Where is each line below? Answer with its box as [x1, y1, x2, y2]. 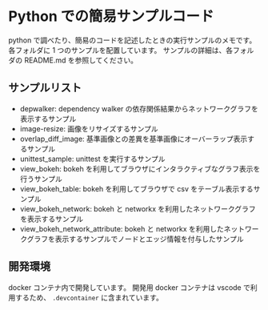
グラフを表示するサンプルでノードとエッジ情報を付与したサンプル [26, 234, 244, 244]
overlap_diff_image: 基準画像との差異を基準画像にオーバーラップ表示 [19, 134, 248, 143]
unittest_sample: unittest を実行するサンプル [19, 154, 166, 163]
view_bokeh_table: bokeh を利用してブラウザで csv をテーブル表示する [19, 183, 254, 193]
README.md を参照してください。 [23, 55, 138, 65]
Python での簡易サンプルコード [8, 7, 214, 26]
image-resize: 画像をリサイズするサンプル [19, 123, 158, 133]
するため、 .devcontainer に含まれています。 [14, 292, 164, 302]
